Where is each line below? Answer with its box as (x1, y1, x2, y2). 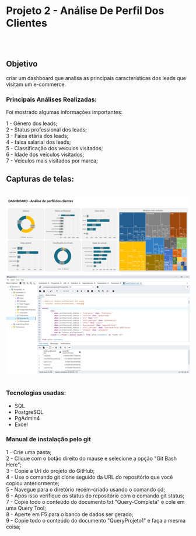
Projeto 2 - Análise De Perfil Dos (6, 4, 164, 18)
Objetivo (6, 59, 38, 69)
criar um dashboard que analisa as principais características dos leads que (6, 74, 187, 81)
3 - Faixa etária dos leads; (6, 133, 69, 140)
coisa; (6, 523, 21, 530)
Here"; (6, 461, 22, 468)
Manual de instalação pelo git (6, 435, 92, 444)
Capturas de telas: (6, 174, 75, 184)
